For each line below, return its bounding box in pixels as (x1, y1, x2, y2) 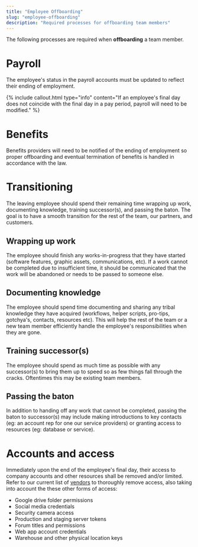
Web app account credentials (14, 528, 87, 535)
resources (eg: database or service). (6, 426, 95, 433)
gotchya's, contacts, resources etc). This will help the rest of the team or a (6, 316, 187, 323)
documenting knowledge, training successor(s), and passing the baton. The (6, 206, 191, 213)
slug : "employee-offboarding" (6, 14, 81, 20)
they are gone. (6, 328, 41, 335)
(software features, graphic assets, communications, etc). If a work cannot (6, 258, 188, 265)
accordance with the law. (6, 159, 67, 167)
